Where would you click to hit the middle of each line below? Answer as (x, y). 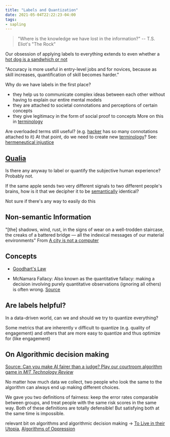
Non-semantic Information (48, 217)
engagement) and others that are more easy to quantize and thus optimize (83, 333)
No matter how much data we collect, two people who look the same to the (84, 382)
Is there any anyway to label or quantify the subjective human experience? (83, 171)
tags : (11, 19)
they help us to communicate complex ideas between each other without (89, 94)
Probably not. (20, 176)
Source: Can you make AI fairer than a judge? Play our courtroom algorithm (84, 367)
